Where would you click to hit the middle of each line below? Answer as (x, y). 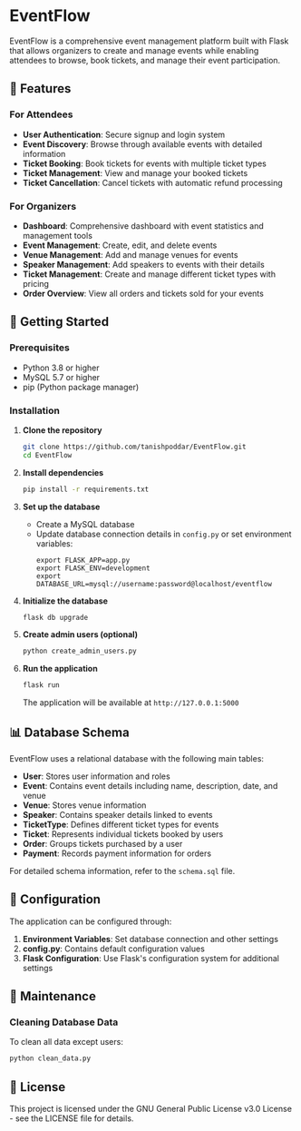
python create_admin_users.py (80, 651)
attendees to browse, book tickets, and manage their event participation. (145, 60)
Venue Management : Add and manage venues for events (130, 254)
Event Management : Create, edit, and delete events (120, 245)
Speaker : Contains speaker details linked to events (117, 814)
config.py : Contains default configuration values (114, 949)
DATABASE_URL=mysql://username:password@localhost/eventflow (154, 584)
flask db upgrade (55, 617)
